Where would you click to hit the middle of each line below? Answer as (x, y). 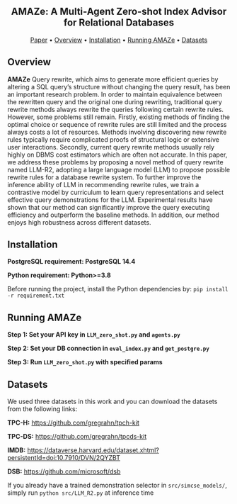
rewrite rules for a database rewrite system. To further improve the (104, 177)
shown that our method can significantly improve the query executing (109, 207)
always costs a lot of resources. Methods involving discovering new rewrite (117, 132)
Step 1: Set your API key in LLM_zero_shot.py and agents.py (94, 335)
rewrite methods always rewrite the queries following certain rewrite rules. (116, 109)
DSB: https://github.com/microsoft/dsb (64, 471)
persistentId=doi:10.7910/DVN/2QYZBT (64, 458)
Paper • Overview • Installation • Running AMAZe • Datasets (119, 40)
